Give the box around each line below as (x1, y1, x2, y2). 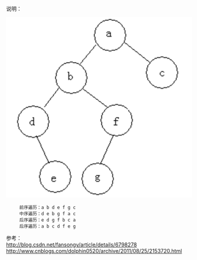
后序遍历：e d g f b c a (19, 217, 76, 223)
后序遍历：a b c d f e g (19, 223, 76, 229)
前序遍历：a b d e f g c (19, 204, 76, 211)
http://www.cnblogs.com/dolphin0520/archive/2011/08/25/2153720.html (6, 248, 182, 255)
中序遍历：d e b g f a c (19, 211, 76, 217)
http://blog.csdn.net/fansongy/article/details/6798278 (6, 241, 137, 248)
